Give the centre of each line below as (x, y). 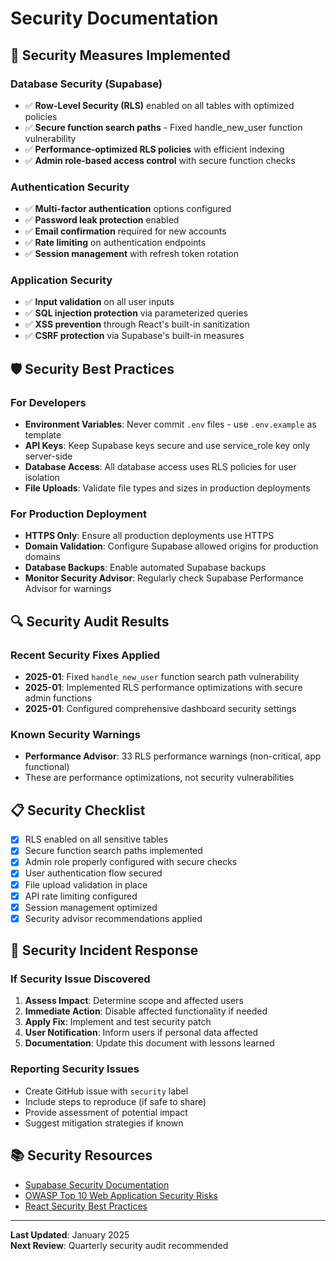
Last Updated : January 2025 (70, 1234)
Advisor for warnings (68, 589)
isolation (42, 478)
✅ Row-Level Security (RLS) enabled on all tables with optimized (159, 105)
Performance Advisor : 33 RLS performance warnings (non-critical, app (173, 756)
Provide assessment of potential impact (106, 1112)
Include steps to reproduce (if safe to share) (115, 1101)
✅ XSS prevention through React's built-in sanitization (137, 324)
